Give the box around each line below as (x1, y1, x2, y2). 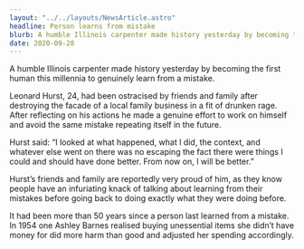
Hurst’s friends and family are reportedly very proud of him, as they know (9, 174, 283, 185)
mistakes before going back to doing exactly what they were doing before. (9, 193, 287, 204)
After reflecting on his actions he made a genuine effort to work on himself (9, 110, 288, 120)
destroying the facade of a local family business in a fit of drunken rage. (9, 101, 278, 111)
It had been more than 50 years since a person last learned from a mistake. (9, 210, 290, 222)
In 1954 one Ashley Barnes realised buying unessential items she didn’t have (9, 220, 295, 231)
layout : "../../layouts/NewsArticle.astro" (9, 13, 176, 23)
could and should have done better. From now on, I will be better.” (9, 156, 255, 168)
